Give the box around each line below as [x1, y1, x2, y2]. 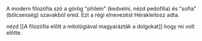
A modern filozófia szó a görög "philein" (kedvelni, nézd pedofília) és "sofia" [6, 5, 197, 12]
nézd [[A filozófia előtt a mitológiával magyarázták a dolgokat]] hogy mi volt [6, 23, 195, 30]
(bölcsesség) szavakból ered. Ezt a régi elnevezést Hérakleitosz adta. [6, 11, 180, 18]
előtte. [6, 29, 22, 36]
